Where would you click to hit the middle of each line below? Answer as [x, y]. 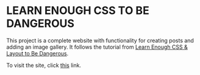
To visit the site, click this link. [44, 65]
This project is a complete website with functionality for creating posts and [100, 40]
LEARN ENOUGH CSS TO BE [78, 11]
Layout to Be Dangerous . [37, 53]
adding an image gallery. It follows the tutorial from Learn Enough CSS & [97, 47]
